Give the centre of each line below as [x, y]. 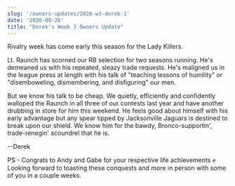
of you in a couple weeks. [45, 176]
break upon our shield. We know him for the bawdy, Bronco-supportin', [110, 126]
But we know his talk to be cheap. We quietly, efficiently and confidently [112, 96]
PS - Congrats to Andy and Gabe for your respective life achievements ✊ [112, 160]
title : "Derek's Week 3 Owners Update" [66, 27]
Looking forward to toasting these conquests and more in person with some [117, 168]
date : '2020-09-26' [36, 20]
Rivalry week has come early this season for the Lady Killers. [95, 47]
